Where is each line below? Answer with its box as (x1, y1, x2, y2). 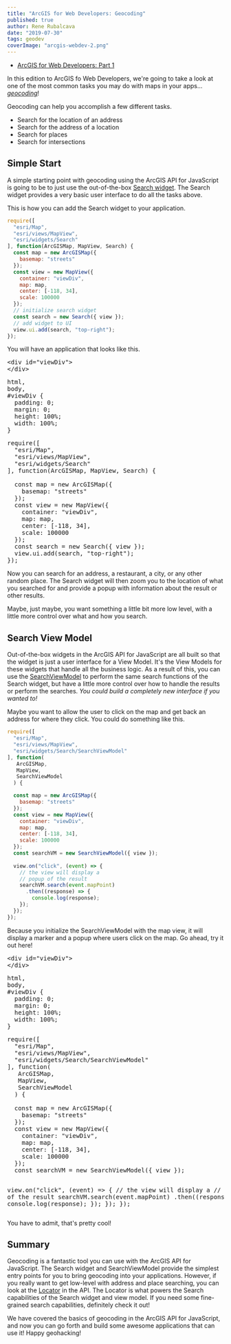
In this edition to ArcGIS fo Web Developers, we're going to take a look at (7, 74, 214, 83)
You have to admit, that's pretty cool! (7, 1219, 112, 1227)
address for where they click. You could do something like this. (7, 715, 186, 724)
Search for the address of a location (16, 123, 120, 131)
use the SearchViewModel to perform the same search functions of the (7, 673, 208, 681)
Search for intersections (16, 138, 86, 145)
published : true (7, 17, 54, 23)
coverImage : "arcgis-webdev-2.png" (7, 42, 109, 49)
